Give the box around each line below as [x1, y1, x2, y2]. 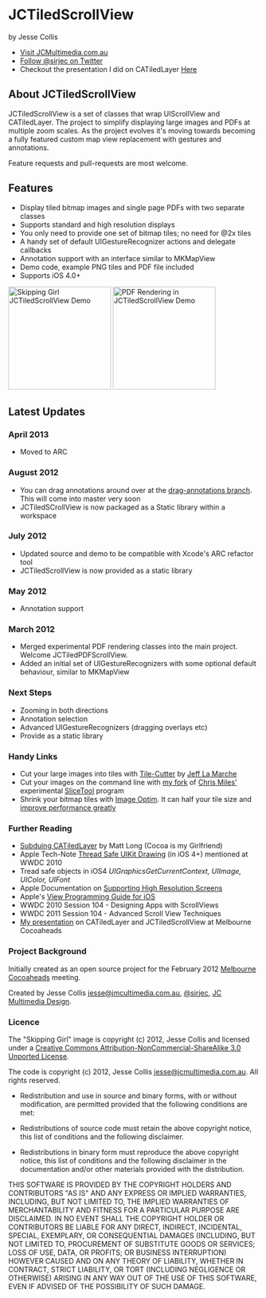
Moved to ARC [19, 447, 68, 457]
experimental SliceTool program [19, 786, 125, 796]
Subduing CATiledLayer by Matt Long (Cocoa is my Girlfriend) [19, 841, 223, 851]
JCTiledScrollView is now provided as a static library [19, 566, 193, 575]
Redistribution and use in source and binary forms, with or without [19, 1090, 237, 1100]
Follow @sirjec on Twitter [19, 56, 104, 65]
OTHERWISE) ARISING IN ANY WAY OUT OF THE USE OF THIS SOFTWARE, [8, 1272, 257, 1283]
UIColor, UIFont [19, 875, 70, 884]
